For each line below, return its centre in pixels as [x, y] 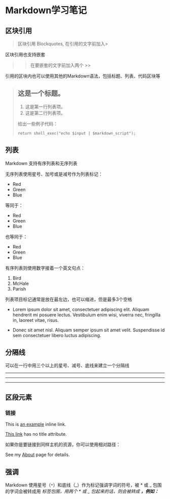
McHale [21, 283]
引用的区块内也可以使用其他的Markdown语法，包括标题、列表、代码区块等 [83, 76]
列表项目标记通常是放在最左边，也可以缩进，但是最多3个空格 [69, 299]
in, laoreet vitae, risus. [36, 320]
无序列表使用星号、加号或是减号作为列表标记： [54, 174]
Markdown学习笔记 [46, 10]
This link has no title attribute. [36, 434]
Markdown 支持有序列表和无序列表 [41, 163]
